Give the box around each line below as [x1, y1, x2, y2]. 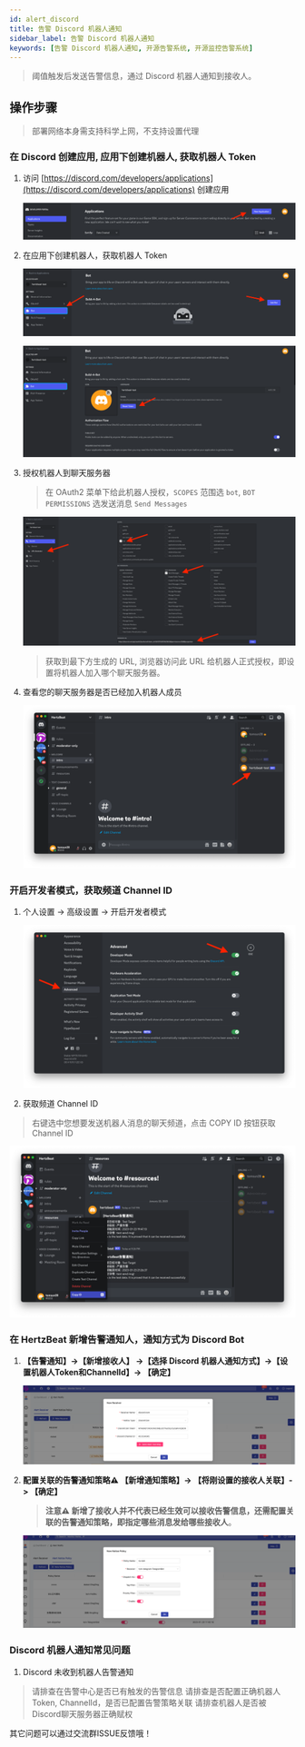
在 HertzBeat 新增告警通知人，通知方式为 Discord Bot [9, 1333, 245, 1345]
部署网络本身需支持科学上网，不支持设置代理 [31, 125, 200, 136]
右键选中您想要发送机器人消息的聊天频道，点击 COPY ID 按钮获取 [31, 1117, 276, 1128]
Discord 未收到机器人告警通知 [22, 1666, 134, 1677]
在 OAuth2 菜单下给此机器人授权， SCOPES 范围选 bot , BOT [44, 487, 256, 498]
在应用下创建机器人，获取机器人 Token [22, 250, 168, 261]
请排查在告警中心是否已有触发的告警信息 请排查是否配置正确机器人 [31, 1685, 281, 1696]
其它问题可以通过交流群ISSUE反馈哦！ [9, 1727, 152, 1739]
